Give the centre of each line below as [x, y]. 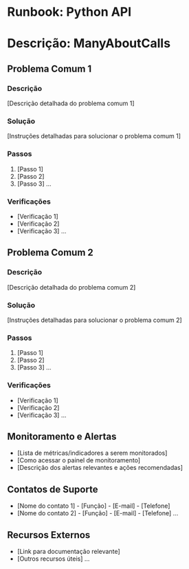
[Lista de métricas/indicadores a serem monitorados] [92, 453]
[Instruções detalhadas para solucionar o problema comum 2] [94, 320]
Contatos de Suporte [53, 489]
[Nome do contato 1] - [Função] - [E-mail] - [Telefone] [93, 506]
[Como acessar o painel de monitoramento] [79, 460]
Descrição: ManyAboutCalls [89, 44]
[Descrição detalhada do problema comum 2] [71, 287]
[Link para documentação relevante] [68, 551]
